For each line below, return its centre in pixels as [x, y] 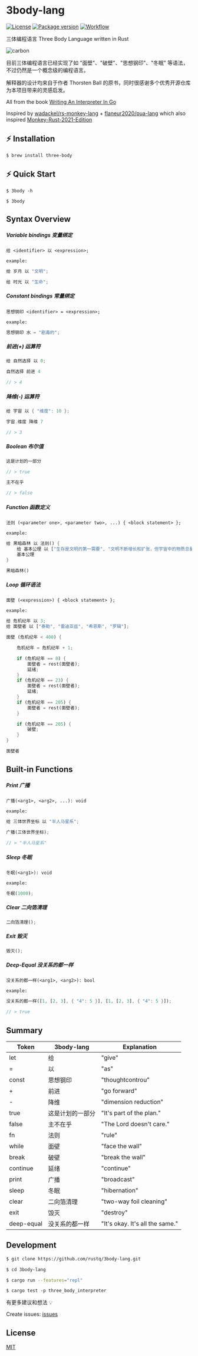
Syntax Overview [38, 219]
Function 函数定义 [28, 507]
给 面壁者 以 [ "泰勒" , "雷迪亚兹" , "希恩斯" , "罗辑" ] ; [68, 627]
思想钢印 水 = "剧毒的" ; [33, 332]
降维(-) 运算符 [23, 397]
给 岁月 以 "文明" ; [27, 271]
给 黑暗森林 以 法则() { [33, 543]
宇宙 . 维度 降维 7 [25, 422]
